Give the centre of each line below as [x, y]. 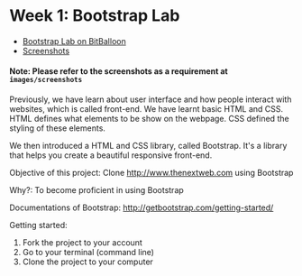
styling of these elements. [58, 128]
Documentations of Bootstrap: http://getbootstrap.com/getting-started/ [142, 207]
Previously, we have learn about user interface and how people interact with [151, 99]
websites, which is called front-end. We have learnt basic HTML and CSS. [146, 108]
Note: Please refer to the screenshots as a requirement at [119, 71]
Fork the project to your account [82, 242]
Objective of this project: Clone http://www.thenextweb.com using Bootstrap [151, 172]
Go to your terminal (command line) [88, 252]
